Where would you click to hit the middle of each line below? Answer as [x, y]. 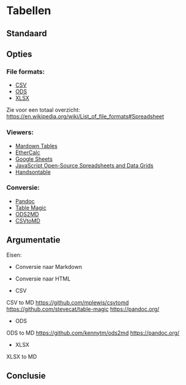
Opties [19, 54]
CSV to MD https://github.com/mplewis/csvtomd [68, 302]
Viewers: [20, 133]
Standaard [27, 33]
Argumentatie [33, 240]
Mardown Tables [36, 146]
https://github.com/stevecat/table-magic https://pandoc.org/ [83, 309]
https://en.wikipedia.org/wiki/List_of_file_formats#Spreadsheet [85, 117]
